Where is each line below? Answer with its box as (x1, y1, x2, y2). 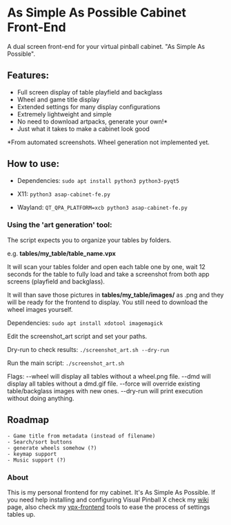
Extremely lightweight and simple (17, 110, 112, 118)
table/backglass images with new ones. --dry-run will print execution (7, 386, 203, 395)
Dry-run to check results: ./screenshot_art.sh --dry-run (7, 345, 170, 353)
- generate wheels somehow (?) (7, 444, 97, 451)
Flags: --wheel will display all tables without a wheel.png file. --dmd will (7, 372, 212, 380)
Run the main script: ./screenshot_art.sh (7, 359, 125, 367)
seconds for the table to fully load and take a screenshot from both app (7, 270, 210, 278)
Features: (7, 70, 50, 81)
